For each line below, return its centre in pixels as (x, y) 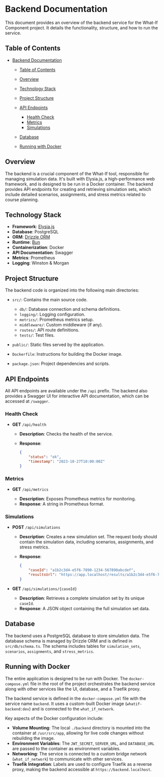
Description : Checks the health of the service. (66, 434)
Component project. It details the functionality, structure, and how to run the (82, 27)
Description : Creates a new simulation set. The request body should (88, 537)
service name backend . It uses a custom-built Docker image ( (66, 704)
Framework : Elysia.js (33, 227)
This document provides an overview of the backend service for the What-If (82, 23)
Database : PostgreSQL (35, 232)
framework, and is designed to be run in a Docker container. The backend (79, 184)
